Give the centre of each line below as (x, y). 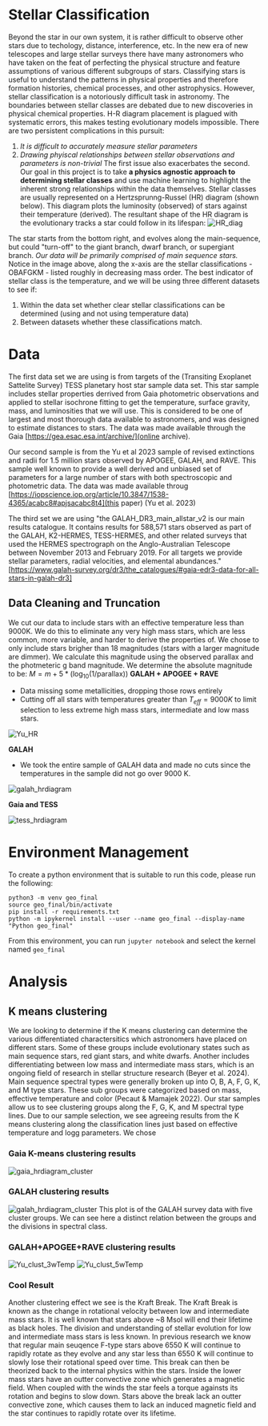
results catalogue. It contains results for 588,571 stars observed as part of (130, 527)
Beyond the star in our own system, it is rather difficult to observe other (126, 37)
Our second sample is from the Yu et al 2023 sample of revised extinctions (131, 451)
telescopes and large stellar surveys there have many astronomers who (126, 54)
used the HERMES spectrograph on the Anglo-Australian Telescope (119, 543)
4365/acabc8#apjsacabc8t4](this (64, 503)
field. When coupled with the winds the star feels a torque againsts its (123, 1388)
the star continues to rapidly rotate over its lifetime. (92, 1413)
